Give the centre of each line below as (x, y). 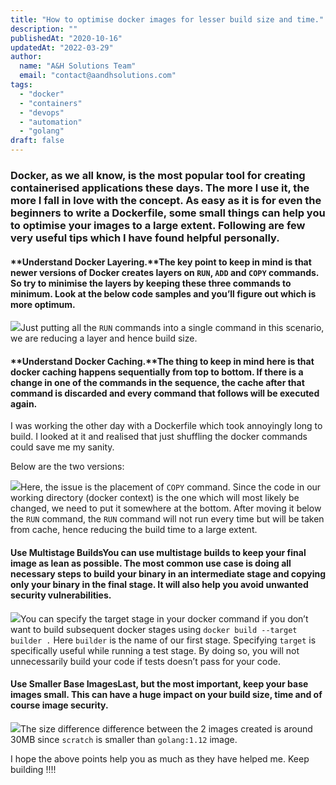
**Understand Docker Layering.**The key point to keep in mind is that (161, 262)
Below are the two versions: (67, 467)
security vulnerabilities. (61, 595)
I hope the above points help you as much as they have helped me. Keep (160, 758)
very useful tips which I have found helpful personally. (145, 238)
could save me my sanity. (62, 447)
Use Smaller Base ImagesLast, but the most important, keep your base (159, 684)
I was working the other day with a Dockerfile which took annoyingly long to (166, 426)
